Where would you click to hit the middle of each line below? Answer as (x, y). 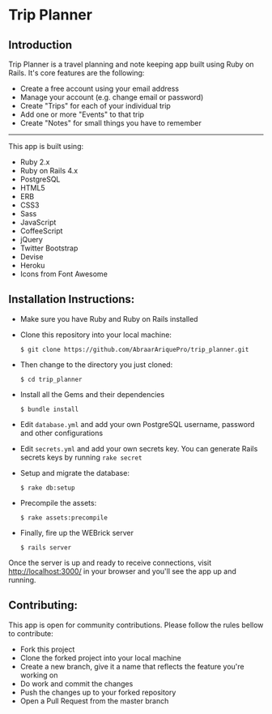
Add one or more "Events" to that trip (82, 114)
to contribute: (31, 633)
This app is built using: (46, 146)
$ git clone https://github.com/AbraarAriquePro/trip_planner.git (134, 349)
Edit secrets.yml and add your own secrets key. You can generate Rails (139, 448)
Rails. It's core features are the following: (76, 73)
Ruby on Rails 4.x (49, 171)
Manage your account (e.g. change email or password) (112, 97)
